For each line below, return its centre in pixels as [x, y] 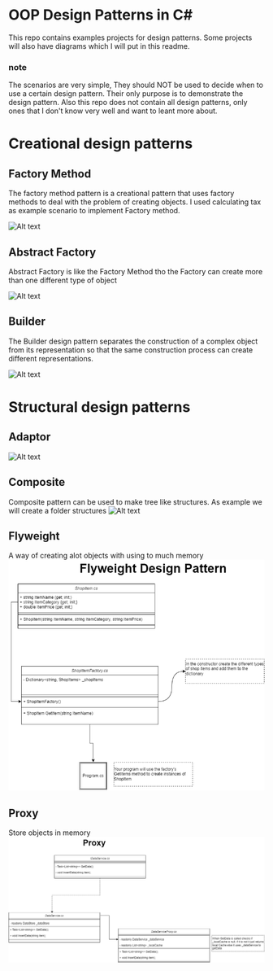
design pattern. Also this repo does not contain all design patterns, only [128, 103]
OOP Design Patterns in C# [101, 15]
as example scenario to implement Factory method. [94, 211]
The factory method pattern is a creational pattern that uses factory [121, 194]
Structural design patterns [100, 407]
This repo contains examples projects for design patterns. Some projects [130, 37]
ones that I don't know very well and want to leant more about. [113, 111]
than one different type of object [63, 280]
